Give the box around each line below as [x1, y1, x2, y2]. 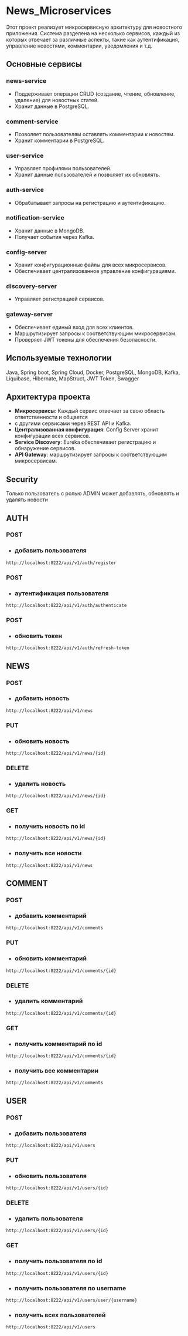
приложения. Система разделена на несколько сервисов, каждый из [6, 29, 180, 36]
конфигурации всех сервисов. [14, 433, 91, 440]
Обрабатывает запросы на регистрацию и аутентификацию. [14, 199, 166, 206]
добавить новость [14, 694, 70, 703]
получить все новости [14, 849, 82, 858]
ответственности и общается [14, 414, 88, 421]
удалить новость [14, 780, 66, 788]
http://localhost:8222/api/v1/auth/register [6, 559, 117, 566]
